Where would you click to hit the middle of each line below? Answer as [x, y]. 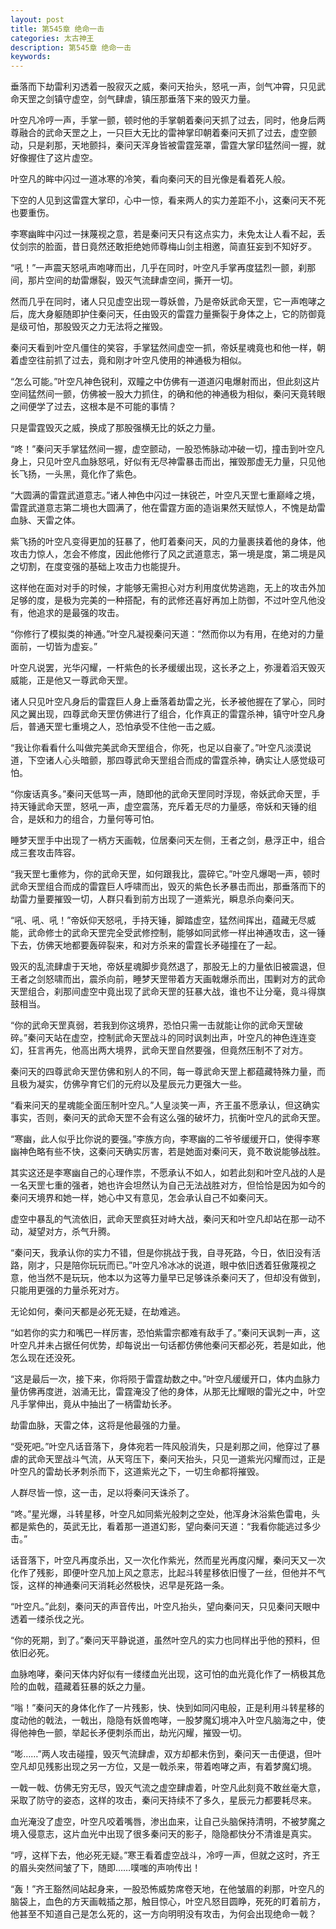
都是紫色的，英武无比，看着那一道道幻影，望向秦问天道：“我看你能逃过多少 [166, 1527]
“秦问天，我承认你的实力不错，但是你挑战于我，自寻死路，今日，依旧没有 [161, 1253]
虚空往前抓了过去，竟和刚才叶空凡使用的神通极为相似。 [132, 360]
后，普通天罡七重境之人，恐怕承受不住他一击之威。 [115, 727]
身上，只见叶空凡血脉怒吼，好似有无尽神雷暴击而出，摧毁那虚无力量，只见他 [168, 462]
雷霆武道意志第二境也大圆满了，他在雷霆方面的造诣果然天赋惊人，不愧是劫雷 [168, 508]
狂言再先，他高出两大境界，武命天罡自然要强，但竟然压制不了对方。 [167, 1050]
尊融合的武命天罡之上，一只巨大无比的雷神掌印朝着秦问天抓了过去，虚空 [159, 133]
